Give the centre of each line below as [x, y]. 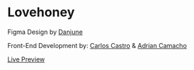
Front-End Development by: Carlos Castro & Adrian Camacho [97, 45]
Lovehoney [41, 12]
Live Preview [26, 59]
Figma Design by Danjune [45, 32]
